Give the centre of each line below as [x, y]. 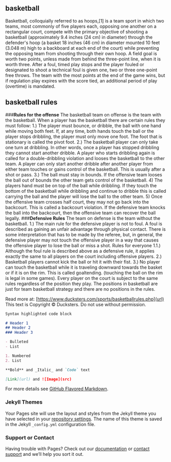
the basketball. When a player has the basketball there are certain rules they [85, 120]
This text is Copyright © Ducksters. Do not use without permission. [76, 304]
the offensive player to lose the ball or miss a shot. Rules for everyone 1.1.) [83, 245]
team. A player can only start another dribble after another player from [79, 164]
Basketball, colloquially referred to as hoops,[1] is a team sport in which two [85, 21]
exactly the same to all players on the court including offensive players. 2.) [83, 256]
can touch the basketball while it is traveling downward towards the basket [84, 267]
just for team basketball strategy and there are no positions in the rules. [80, 289]
